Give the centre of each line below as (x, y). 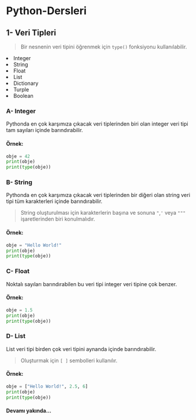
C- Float (18, 271)
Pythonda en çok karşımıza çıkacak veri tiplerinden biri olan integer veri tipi (97, 124)
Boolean (24, 96)
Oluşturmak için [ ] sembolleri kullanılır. (69, 360)
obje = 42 (18, 156)
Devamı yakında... (29, 411)
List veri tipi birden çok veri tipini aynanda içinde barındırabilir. (81, 349)
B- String (19, 182)
